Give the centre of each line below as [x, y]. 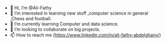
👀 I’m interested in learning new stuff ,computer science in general [79, 13]
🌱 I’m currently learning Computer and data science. [64, 24]
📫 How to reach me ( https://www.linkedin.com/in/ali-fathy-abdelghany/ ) [86, 35]
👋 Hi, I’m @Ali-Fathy [31, 8]
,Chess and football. [31, 18]
